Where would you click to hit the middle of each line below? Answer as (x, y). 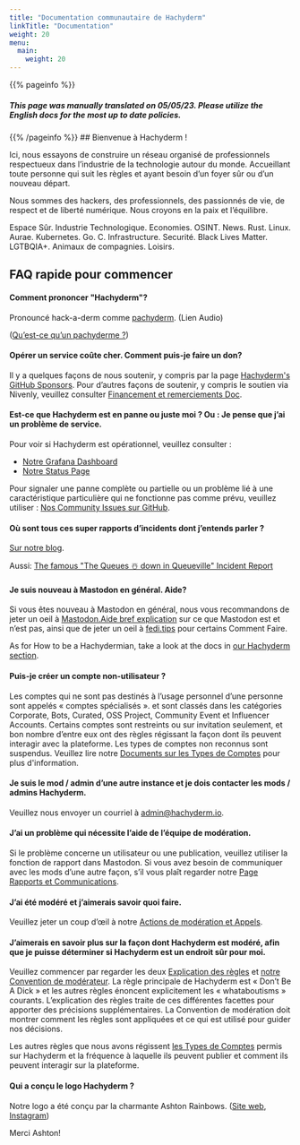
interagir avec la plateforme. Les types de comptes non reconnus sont (139, 744)
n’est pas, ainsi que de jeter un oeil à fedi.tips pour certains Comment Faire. (149, 629)
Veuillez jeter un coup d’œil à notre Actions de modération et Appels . (136, 922)
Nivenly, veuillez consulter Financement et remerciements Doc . (126, 394)
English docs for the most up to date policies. (95, 115)
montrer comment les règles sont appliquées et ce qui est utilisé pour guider (150, 1020)
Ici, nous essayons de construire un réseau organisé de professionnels (140, 154)
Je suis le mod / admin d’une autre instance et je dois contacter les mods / (150, 783)
